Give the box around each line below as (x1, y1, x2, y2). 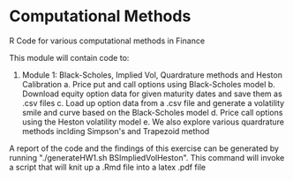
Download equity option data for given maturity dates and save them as (21, 88, 282, 99)
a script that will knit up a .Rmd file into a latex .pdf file (9, 162, 206, 172)
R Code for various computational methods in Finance (9, 35, 206, 46)
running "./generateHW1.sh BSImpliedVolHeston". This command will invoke (9, 152, 285, 162)
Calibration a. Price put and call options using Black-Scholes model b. (21, 79, 275, 89)
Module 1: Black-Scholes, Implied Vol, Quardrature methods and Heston (21, 69, 282, 80)
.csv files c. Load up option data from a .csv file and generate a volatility (21, 97, 285, 108)
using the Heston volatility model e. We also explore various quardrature (21, 117, 285, 127)
